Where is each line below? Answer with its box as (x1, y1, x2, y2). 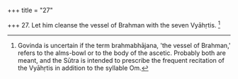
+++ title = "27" (7, 6, 53, 14)
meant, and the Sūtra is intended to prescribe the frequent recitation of (17, 56, 225, 64)
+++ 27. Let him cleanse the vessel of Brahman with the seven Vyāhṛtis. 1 (7, 20, 221, 29)
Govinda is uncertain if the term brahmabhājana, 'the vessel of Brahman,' (17, 41, 231, 49)
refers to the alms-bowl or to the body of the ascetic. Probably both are (17, 49, 227, 57)
